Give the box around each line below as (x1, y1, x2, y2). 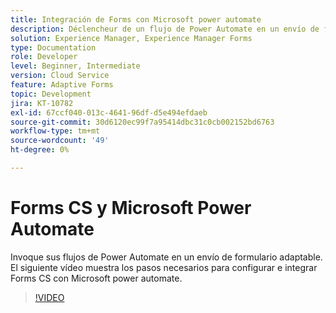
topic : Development (10, 89, 92, 99)
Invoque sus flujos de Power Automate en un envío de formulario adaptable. (10, 251, 323, 263)
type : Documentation (10, 42, 97, 53)
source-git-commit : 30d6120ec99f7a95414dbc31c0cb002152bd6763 (10, 117, 275, 127)
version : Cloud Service (10, 71, 110, 81)
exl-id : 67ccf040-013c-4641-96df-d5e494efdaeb (10, 107, 208, 118)
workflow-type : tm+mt (10, 126, 101, 136)
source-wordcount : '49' (10, 136, 110, 146)
